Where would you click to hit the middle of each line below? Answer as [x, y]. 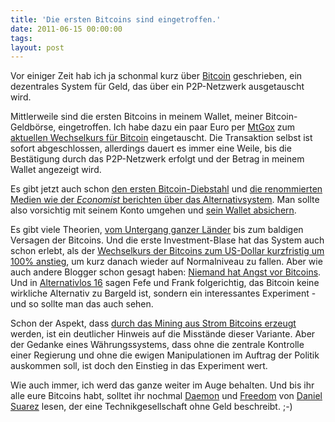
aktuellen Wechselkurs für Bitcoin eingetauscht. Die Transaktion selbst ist [161, 138]
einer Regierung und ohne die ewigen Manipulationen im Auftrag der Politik [165, 355]
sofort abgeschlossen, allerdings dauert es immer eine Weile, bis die [151, 148]
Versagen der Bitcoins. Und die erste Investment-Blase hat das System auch [167, 240]
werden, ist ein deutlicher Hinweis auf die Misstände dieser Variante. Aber [163, 334]
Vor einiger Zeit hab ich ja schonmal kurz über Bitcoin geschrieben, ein [156, 76]
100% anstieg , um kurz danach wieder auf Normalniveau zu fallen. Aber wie [166, 262]
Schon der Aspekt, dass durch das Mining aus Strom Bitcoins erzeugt [153, 323]
